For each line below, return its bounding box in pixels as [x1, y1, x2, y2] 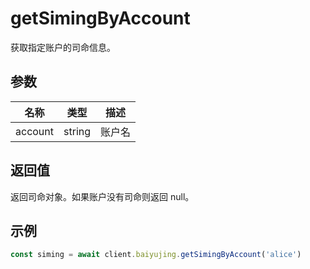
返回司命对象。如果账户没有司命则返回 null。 [10, 190, 195, 202]
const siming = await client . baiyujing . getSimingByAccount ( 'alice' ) [10, 250, 302, 260]
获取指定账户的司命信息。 [10, 41, 116, 53]
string [63, 124, 92, 138]
